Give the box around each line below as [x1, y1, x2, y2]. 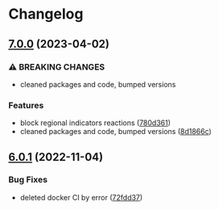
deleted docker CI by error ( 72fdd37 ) [19, 192, 143, 202]
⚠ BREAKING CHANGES [8, 61, 105, 73]
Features [8, 99, 44, 111]
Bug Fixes [8, 174, 48, 186]
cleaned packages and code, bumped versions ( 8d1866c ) [19, 127, 212, 136]
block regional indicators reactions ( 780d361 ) [19, 118, 171, 128]
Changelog [8, 5, 84, 23]
